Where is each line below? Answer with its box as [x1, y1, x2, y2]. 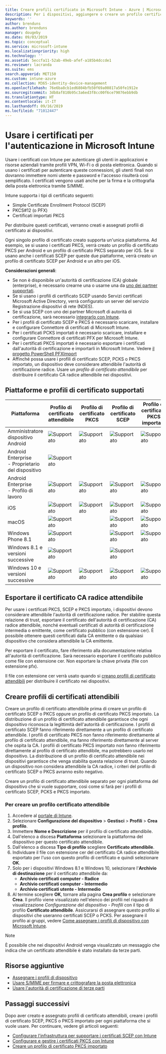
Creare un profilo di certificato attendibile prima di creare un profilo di [5, 706, 147, 712]
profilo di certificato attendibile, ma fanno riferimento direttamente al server [5, 737, 159, 743]
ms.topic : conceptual [5, 40, 50, 45]
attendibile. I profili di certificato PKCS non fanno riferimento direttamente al [5, 732, 160, 738]
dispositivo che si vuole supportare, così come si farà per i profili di [5, 783, 142, 789]
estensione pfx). [5, 663, 39, 669]
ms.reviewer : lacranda [5, 62, 52, 67]
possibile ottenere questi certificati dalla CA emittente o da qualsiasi [5, 633, 143, 639]
